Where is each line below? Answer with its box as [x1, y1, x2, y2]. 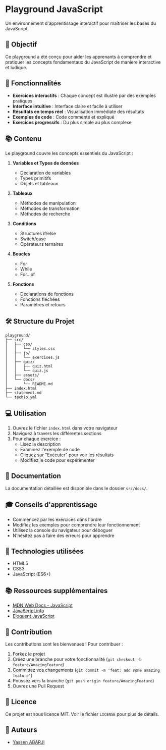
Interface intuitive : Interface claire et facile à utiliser [12, 103, 123, 109]
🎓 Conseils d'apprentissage [5, 501, 97, 509]
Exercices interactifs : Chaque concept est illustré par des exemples [12, 92, 156, 98]
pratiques [12, 97, 33, 104]
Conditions [12, 221, 37, 227]
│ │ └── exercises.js [5, 355, 60, 360]
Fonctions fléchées [20, 296, 60, 302]
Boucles [12, 251, 30, 257]
